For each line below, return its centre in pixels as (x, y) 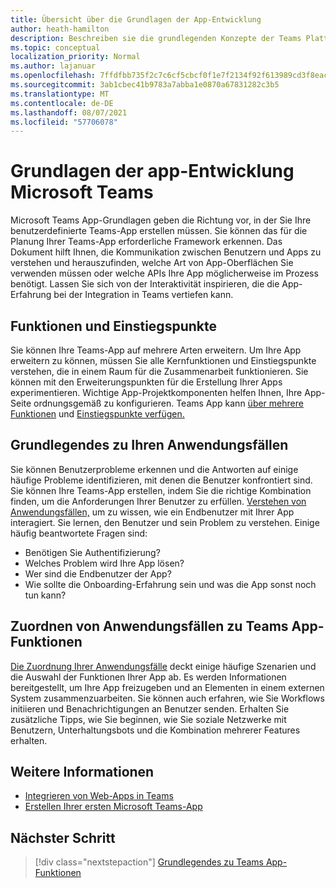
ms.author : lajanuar (53, 66)
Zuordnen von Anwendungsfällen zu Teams (149, 626)
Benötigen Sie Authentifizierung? (92, 552)
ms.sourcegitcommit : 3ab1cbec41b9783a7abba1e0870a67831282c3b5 (145, 85)
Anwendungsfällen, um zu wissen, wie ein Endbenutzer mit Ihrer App (152, 512)
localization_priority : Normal (75, 57)
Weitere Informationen (82, 772)
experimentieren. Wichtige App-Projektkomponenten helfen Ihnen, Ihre (156, 392)
